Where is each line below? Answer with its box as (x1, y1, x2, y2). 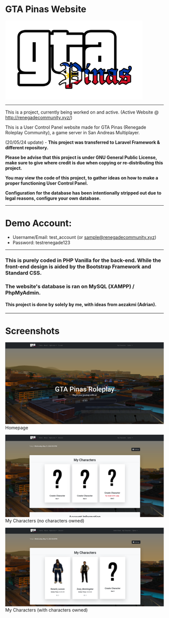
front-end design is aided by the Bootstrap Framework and (5, 263, 151, 270)
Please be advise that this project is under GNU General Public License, (5, 154, 157, 160)
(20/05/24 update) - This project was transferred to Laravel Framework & (5, 139, 160, 145)
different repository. (5, 144, 49, 150)
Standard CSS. (5, 269, 42, 276)
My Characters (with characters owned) (5, 607, 88, 613)
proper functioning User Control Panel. (5, 180, 88, 186)
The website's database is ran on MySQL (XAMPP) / (5, 283, 135, 290)
